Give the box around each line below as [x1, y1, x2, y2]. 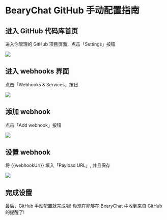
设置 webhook [5, 148, 51, 157]
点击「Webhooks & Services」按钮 [5, 81, 78, 87]
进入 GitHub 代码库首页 [5, 27, 78, 35]
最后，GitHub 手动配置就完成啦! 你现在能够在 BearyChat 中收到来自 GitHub [5, 203, 162, 209]
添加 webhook [5, 108, 51, 116]
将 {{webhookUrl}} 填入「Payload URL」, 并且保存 [5, 162, 110, 168]
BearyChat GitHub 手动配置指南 [5, 5, 140, 16]
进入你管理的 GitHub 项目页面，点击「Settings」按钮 [5, 41, 116, 47]
